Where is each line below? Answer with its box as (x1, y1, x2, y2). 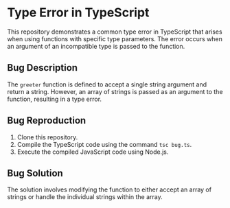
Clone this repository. (16, 132, 78, 141)
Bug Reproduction (7, 115, 87, 126)
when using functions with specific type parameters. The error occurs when (7, 34, 223, 43)
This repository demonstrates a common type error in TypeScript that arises (7, 27, 222, 36)
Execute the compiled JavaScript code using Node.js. (16, 148, 169, 156)
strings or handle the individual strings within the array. (7, 193, 163, 201)
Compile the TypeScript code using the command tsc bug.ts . (16, 140, 192, 148)
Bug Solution (7, 167, 63, 179)
